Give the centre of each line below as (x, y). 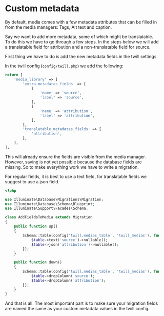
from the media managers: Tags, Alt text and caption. (59, 27)
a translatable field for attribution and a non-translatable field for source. (78, 47)
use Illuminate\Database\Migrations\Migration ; (54, 199)
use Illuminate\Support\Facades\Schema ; (47, 208)
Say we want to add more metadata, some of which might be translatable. (79, 37)
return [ (14, 75)
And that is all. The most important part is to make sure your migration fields (82, 303)
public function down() (38, 262)
